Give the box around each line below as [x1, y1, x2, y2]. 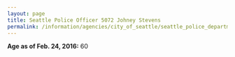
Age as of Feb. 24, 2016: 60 [7, 42, 89, 51]
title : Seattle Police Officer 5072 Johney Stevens [7, 17, 161, 24]
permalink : [7, 23, 39, 30]
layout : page [7, 10, 45, 17]
